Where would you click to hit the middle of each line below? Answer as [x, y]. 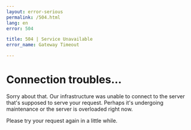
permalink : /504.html [33, 17]
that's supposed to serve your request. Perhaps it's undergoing [85, 102]
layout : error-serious [35, 12]
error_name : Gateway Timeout [43, 45]
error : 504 [20, 28]
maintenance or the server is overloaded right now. [70, 109]
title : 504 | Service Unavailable [50, 40]
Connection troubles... [64, 80]
